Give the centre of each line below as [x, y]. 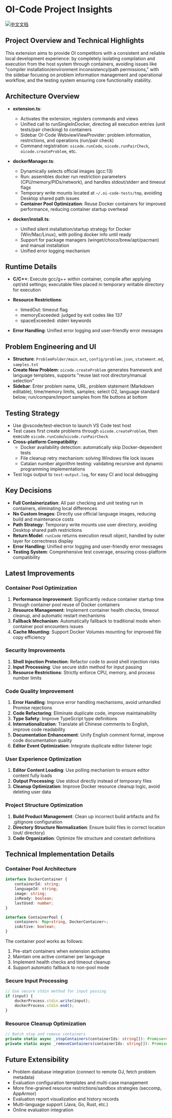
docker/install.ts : [31, 219]
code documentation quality [42, 740]
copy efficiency [29, 637]
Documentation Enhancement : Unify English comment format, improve [88, 735]
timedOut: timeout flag [44, 310]
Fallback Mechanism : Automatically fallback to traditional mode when [87, 621]
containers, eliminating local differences [55, 508]
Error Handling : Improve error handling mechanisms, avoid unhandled [87, 702]
